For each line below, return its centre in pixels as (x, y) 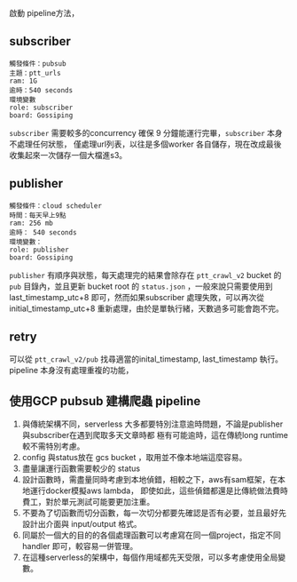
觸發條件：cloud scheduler (55, 206)
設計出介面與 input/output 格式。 (82, 524)
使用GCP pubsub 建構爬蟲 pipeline (105, 401)
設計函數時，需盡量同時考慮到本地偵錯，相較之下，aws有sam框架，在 (150, 480)
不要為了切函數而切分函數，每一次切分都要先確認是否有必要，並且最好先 (154, 513)
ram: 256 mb (31, 223)
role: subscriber (41, 108)
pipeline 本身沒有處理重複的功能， (71, 371)
